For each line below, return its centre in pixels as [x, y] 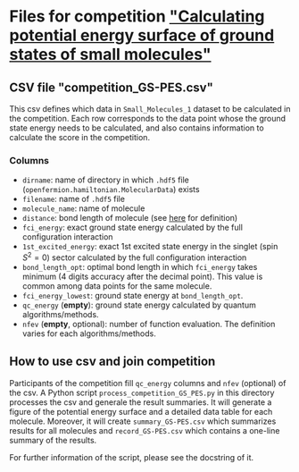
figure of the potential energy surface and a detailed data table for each [141, 411]
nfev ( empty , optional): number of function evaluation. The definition [149, 324]
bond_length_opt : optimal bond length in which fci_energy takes [140, 266]
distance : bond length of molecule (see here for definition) [130, 218]
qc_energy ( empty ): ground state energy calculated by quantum [139, 305]
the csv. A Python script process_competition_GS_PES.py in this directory [142, 392]
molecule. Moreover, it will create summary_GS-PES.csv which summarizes [143, 421]
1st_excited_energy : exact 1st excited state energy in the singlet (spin [150, 247]
